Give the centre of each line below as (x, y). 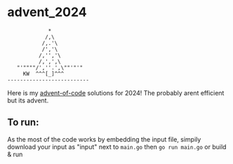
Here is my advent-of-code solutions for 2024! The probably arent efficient (116, 93)
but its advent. (28, 100)
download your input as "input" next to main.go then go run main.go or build (117, 146)
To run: (23, 122)
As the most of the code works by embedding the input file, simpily (104, 139)
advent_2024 (47, 12)
